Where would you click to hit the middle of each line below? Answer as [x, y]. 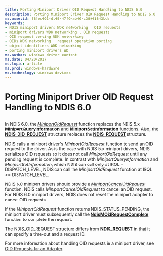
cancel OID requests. [26, 200]
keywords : [15, 23]
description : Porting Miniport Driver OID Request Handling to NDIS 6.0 [80, 14]
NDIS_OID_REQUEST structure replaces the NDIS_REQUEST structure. [76, 134]
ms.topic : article [24, 64]
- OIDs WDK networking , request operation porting [58, 41]
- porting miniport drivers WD [37, 50]
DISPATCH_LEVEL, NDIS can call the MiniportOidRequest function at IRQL [79, 170]
